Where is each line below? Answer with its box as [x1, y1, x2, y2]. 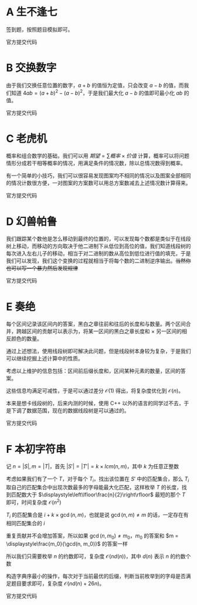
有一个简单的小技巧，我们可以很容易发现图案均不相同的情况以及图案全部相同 [6, 172, 191, 179]
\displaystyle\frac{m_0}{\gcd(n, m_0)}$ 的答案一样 [6, 540, 128, 547]
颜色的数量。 [11, 335, 42, 342]
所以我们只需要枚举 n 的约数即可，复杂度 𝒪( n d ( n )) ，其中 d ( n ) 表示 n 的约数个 [6, 553, 191, 560]
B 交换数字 [6, 61, 57, 75]
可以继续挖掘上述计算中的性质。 [6, 355, 83, 362]
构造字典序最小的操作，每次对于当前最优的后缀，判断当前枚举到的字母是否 [6, 573, 186, 580]
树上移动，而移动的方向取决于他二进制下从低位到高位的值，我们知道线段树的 [6, 243, 191, 250]
